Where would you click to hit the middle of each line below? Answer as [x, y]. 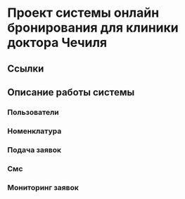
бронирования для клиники [93, 28]
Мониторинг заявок [43, 187]
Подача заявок [34, 150]
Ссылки [26, 68]
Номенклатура [34, 131]
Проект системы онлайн [83, 13]
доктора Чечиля [57, 43]
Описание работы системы [71, 92]
